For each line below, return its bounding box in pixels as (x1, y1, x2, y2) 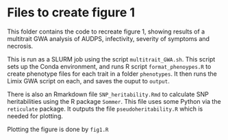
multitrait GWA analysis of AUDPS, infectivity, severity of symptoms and (7, 34, 210, 42)
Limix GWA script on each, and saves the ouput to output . (7, 76, 170, 85)
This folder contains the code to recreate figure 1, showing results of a (7, 27, 205, 36)
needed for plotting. (7, 111, 64, 120)
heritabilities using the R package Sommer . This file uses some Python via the (7, 97, 221, 105)
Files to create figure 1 (7, 5, 136, 20)
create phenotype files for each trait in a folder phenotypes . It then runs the (7, 70, 217, 78)
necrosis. (7, 42, 34, 50)
